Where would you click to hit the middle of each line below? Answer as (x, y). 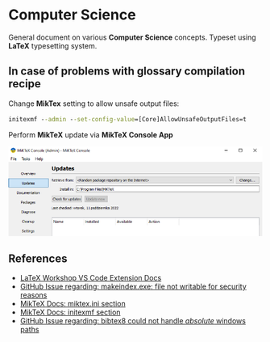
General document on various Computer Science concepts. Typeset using (132, 37)
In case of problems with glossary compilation (127, 72)
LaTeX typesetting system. (53, 45)
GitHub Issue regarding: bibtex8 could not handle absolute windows (133, 321)
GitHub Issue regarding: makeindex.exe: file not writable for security (133, 287)
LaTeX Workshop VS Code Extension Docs (91, 278)
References (38, 258)
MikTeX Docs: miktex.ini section (73, 304)
